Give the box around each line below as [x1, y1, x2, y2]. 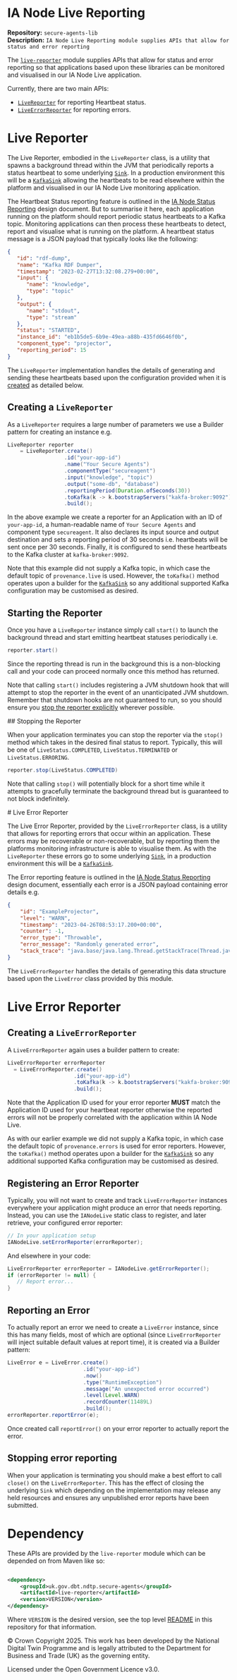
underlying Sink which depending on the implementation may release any [7, 1486, 221, 1495]
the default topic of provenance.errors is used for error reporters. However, [7, 1142, 226, 1150]
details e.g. [7, 887, 40, 896]
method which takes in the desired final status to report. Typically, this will [7, 738, 223, 746]
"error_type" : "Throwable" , [20, 935, 102, 942]
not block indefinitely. [7, 794, 71, 803]
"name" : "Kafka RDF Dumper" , [16, 261, 102, 269]
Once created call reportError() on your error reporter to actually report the [7, 1424, 229, 1432]
